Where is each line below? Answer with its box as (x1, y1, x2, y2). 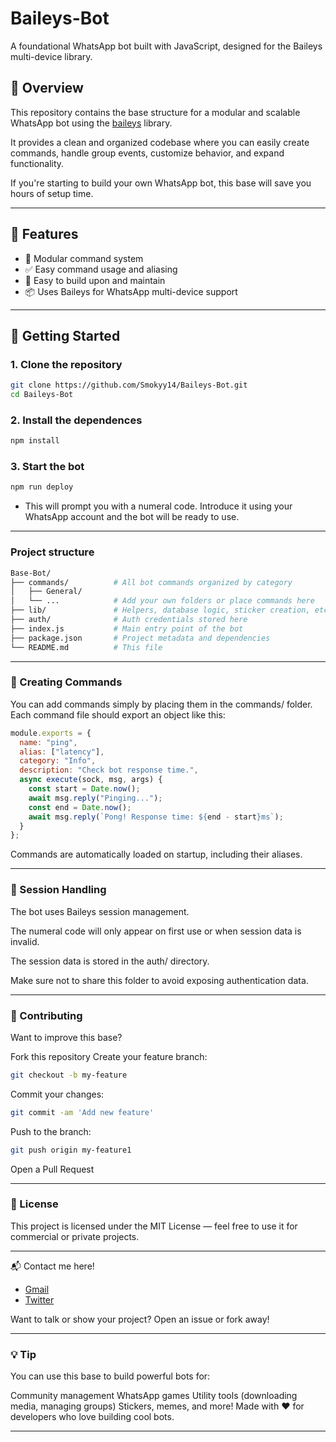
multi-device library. (10, 50, 93, 62)
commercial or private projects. (10, 1230, 140, 1242)
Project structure (10, 545, 95, 559)
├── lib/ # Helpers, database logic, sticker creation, (10, 605, 311, 616)
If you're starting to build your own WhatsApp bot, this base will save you (10, 177, 312, 189)
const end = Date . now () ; (28, 802, 132, 812)
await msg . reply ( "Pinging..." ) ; (28, 793, 163, 803)
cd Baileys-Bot (10, 390, 74, 400)
